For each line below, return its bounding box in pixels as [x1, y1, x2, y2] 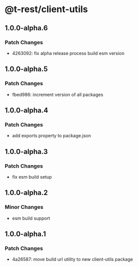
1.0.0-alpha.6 [5, 24, 48, 32]
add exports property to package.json [12, 133, 91, 139]
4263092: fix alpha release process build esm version [12, 50, 125, 56]
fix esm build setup [12, 174, 52, 180]
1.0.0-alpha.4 [5, 106, 49, 115]
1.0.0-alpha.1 [5, 230, 46, 238]
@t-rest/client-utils [5, 4, 88, 15]
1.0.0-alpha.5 [5, 65, 48, 74]
